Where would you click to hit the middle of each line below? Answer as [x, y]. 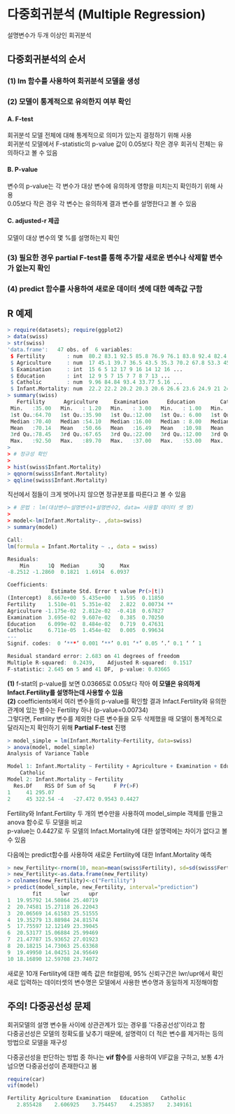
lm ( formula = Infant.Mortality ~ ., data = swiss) [83, 546]
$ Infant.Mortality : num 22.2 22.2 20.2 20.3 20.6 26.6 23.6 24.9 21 [115, 389]
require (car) [26, 1079]
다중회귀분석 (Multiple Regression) [107, 14]
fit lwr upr [65, 894]
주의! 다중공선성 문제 [49, 1006]
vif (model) [23, 1086]
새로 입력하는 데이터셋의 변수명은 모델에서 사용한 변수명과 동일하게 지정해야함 [113, 982]
